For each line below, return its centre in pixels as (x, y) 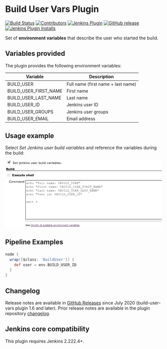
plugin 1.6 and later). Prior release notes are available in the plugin (83, 308)
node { (12, 254)
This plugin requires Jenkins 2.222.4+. (45, 341)
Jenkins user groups (87, 112)
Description (102, 77)
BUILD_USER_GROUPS (30, 112)
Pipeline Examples (34, 242)
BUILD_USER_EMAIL (28, 119)
